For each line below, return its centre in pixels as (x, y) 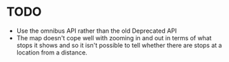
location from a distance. (52, 52)
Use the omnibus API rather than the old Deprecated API (97, 31)
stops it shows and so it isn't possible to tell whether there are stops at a (119, 45)
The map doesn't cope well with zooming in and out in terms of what (114, 37)
